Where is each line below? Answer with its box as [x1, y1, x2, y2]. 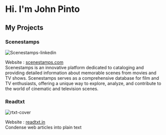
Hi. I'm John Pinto [5, 3, 80, 15]
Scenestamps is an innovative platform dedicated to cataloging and [5, 64, 144, 70]
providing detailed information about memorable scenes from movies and [5, 70, 156, 76]
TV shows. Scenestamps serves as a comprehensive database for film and [5, 75, 159, 81]
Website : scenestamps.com [5, 59, 63, 65]
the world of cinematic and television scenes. [5, 86, 98, 92]
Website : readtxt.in [5, 119, 45, 125]
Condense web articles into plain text [5, 125, 82, 131]
